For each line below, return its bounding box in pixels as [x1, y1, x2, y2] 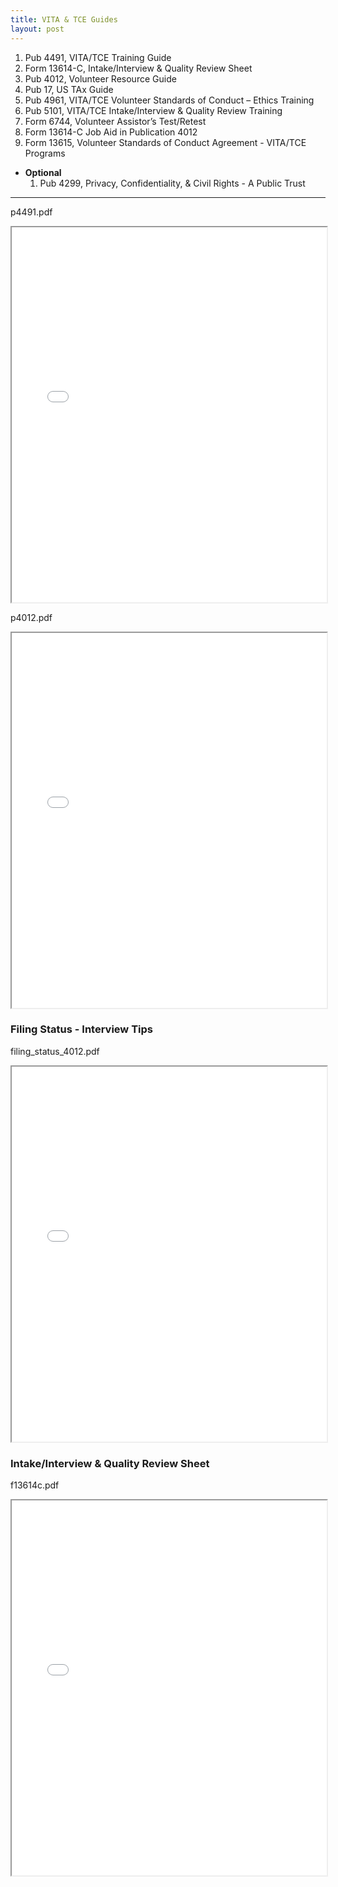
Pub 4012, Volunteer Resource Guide [24, 72, 177, 85]
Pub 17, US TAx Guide [24, 83, 114, 95]
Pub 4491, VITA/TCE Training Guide [24, 51, 172, 63]
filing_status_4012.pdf [10, 1045, 100, 1057]
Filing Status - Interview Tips [10, 1022, 153, 1036]
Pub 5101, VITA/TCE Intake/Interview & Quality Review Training [24, 104, 283, 116]
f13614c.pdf [10, 1479, 60, 1491]
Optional [24, 166, 62, 178]
